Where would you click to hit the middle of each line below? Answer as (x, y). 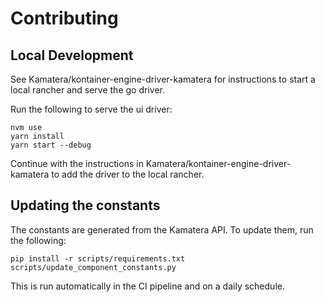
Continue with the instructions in (77, 163)
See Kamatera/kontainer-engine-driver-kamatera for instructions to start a (163, 79)
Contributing (64, 18)
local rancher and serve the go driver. (87, 90)
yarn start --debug (51, 145)
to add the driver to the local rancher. (128, 174)
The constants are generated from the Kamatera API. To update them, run (162, 229)
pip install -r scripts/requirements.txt (98, 258)
